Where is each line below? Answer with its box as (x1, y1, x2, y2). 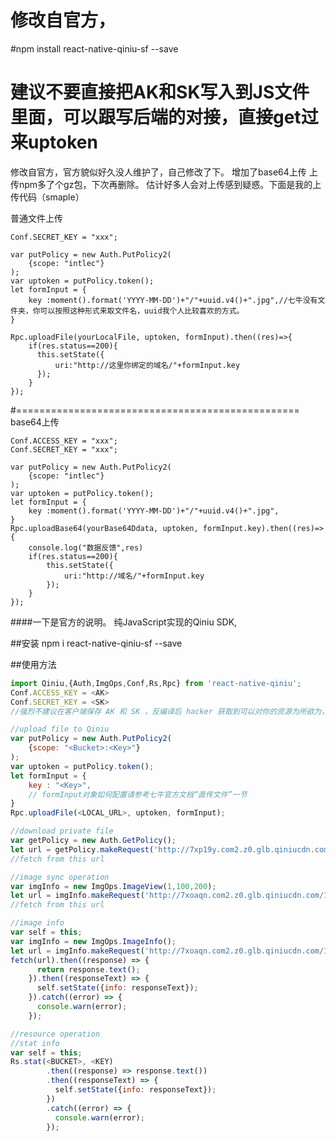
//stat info (10, 1038, 60, 1048)
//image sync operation (10, 872, 110, 882)
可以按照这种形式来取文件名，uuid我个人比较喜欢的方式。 (39, 306, 245, 316)
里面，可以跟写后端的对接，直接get (10, 106, 302, 129)
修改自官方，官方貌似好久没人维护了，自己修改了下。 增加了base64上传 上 (10, 166, 318, 178)
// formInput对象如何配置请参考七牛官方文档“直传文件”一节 (28, 789, 248, 800)
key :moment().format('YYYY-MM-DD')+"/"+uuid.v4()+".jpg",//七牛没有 (28, 295, 318, 305)
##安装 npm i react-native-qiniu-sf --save (10, 637, 183, 649)
